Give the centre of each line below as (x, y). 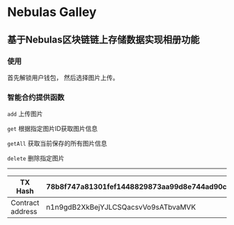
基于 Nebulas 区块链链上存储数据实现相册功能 (103, 39)
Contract (25, 203)
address (24, 212)
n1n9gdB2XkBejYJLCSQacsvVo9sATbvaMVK (121, 208)
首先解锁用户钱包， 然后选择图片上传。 (63, 77)
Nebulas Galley (52, 12)
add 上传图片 (25, 114)
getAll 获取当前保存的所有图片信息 (57, 143)
